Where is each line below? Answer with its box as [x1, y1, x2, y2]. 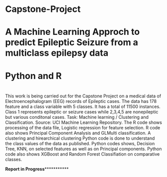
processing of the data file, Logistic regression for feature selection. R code [5, 124, 161, 130]
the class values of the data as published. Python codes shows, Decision [5, 140, 155, 146]
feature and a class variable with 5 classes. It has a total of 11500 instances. [5, 103, 161, 109]
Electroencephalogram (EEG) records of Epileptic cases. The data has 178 [5, 98, 157, 104]
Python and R [5, 70, 62, 82]
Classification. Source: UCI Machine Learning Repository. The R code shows [5, 119, 162, 125]
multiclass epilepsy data [5, 47, 109, 59]
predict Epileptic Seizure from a [5, 37, 139, 48]
